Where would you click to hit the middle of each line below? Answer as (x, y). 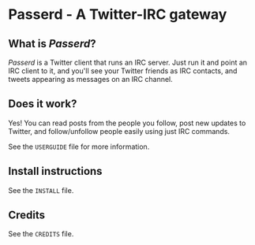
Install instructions (55, 171)
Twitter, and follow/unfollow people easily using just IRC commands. (119, 131)
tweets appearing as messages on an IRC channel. (91, 79)
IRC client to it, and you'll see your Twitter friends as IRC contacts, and (123, 71)
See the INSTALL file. (41, 190)
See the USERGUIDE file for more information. (79, 147)
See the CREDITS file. (41, 234)
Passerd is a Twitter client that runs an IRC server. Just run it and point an (127, 62)
